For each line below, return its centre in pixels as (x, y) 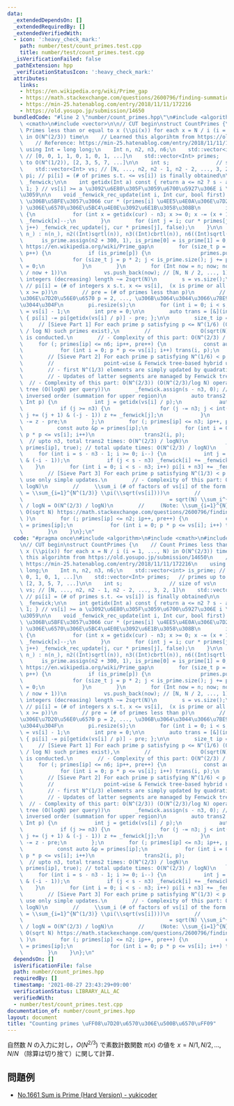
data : (15, 14)
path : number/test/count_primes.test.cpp (80, 46)
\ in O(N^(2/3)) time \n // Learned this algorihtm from (107, 137)
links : (29, 85)
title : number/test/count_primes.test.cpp (82, 53)
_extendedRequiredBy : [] (49, 26)
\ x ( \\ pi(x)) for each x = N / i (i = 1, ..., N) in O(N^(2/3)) (117, 551)
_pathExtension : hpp (43, 65)
